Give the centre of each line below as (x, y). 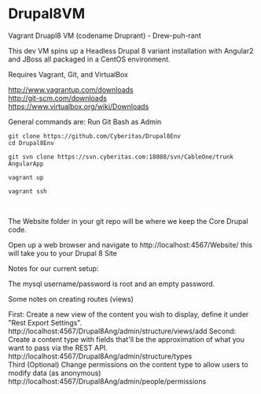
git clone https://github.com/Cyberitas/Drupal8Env (94, 136)
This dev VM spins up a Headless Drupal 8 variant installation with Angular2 (131, 50)
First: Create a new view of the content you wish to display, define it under (129, 314)
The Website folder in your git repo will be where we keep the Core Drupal (128, 221)
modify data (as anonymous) (55, 373)
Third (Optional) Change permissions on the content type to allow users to (129, 364)
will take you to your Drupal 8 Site (63, 253)
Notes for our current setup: (53, 268)
